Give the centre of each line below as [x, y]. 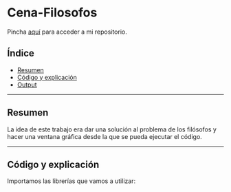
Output [27, 85]
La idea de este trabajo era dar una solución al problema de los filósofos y [112, 129]
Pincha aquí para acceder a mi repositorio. [67, 32]
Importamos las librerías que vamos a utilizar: [71, 181]
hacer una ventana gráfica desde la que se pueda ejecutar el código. [105, 136]
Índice [21, 53]
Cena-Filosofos [52, 13]
